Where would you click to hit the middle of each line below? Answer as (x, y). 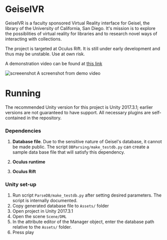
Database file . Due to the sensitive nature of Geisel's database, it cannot (87, 142)
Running (23, 94)
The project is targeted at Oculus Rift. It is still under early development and (83, 48)
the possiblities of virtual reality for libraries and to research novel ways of (81, 33)
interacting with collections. (34, 39)
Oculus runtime (29, 162)
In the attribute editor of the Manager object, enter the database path (83, 222)
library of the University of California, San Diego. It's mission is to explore (81, 28)
